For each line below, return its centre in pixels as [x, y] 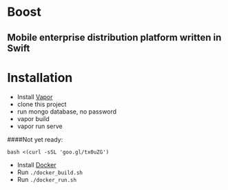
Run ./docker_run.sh [47, 179]
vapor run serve [40, 126]
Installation [40, 77]
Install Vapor [35, 96]
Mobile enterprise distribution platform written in [114, 38]
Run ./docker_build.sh [50, 172]
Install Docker [37, 165]
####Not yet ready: [35, 139]
